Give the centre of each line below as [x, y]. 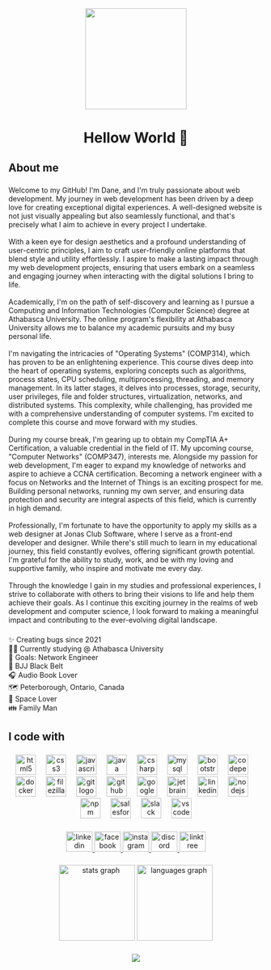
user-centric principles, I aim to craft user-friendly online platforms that [127, 250]
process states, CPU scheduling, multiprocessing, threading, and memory [131, 379]
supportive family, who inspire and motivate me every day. [106, 568]
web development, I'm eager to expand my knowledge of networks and [127, 465]
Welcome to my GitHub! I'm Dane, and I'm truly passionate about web [124, 190]
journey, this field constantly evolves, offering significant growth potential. [132, 551]
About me [34, 168]
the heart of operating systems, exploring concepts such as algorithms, [127, 371]
